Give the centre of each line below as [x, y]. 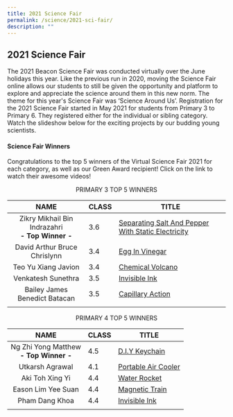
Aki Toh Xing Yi [46, 378]
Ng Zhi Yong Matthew [46, 347]
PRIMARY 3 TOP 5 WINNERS [116, 190]
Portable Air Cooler [149, 367]
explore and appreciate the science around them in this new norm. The [109, 94]
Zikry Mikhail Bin [46, 219]
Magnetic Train [143, 389]
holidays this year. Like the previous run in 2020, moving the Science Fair [112, 79]
